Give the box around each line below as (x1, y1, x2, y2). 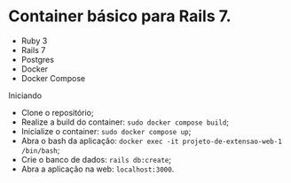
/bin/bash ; (20, 144, 60, 156)
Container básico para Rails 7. (8, 6, 232, 27)
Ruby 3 (20, 35, 48, 46)
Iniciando (8, 90, 42, 101)
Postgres (20, 54, 55, 65)
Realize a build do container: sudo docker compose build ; (20, 117, 230, 127)
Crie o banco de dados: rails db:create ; (20, 154, 172, 164)
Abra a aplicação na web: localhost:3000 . (20, 164, 175, 174)
